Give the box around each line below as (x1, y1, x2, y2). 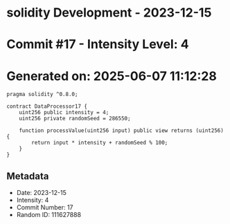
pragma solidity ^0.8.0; (6, 91, 78, 98)
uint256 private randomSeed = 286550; (19, 115, 131, 122)
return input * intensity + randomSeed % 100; (31, 140, 168, 147)
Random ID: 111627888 (16, 211, 81, 219)
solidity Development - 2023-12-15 (6, 5, 212, 21)
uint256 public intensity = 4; (19, 109, 109, 116)
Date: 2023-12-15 (16, 189, 67, 197)
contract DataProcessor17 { (6, 103, 88, 110)
